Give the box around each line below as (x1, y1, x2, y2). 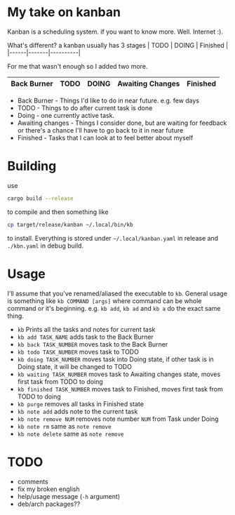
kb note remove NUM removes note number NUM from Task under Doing (17, 415, 219, 423)
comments (17, 477, 48, 486)
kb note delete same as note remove (17, 429, 124, 438)
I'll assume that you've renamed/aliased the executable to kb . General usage (7, 289, 228, 297)
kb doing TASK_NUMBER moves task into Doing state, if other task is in (17, 355, 214, 363)
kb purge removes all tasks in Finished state (17, 399, 144, 408)
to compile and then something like (7, 208, 109, 216)
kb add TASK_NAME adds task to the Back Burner (17, 333, 154, 341)
